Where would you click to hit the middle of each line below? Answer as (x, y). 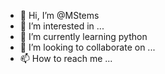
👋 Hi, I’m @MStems (59, 15)
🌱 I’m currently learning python (83, 36)
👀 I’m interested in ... (62, 26)
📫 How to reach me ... (66, 58)
